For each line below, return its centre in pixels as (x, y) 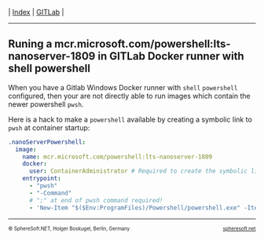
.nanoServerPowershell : (47, 142)
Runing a (30, 44)
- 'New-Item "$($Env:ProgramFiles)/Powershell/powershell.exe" (135, 208)
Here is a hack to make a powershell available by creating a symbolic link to (130, 119)
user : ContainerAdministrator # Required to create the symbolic (138, 171)
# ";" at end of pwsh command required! (96, 200)
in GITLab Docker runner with (171, 56)
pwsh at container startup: (49, 127)
